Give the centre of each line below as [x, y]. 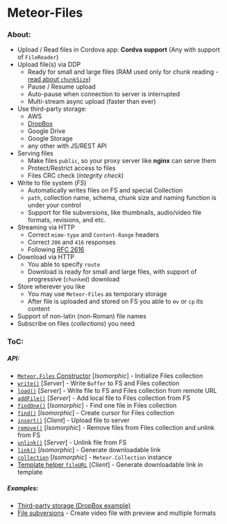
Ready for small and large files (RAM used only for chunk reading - [123, 72]
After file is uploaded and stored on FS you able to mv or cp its [115, 302]
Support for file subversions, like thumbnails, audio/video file [115, 213]
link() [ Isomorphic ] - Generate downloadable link [89, 450]
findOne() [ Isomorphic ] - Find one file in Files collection [97, 406]
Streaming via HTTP [46, 227]
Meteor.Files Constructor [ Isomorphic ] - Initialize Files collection [110, 376]
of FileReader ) [38, 57]
